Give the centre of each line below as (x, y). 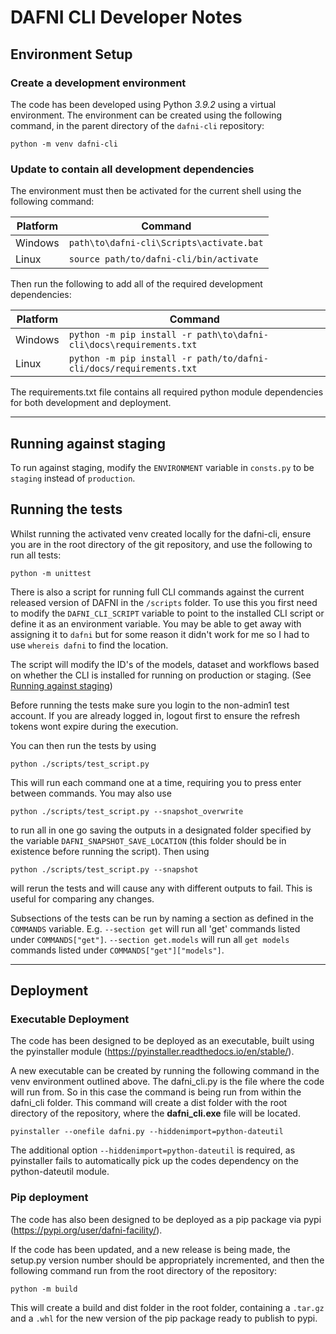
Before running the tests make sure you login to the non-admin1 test (150, 705)
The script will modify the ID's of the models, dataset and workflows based (165, 664)
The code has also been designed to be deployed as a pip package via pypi (166, 1219)
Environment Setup (71, 54)
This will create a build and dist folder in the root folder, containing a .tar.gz (167, 1307)
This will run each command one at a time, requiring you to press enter (156, 782)
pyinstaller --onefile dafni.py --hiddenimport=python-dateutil (147, 1132)
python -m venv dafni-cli (64, 144)
